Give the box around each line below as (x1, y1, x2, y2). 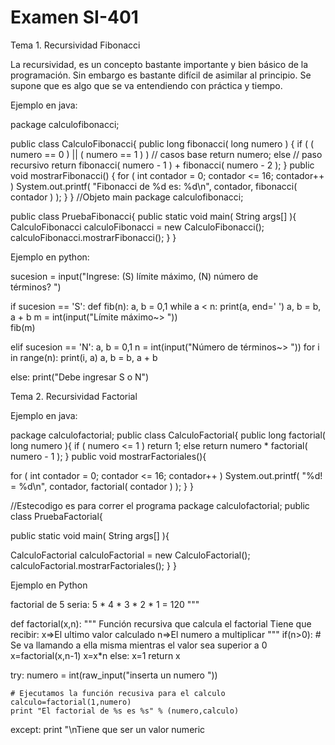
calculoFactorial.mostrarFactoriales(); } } (10, 559, 177, 571)
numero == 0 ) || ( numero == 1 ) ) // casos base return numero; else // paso (10, 148, 323, 160)
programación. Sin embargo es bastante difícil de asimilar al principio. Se (10, 69, 312, 81)
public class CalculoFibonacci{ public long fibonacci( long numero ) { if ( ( (10, 137, 315, 150)
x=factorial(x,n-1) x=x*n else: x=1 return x (10, 649, 181, 661)
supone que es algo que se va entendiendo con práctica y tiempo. (10, 79, 283, 91)
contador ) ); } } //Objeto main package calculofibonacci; (10, 191, 244, 203)
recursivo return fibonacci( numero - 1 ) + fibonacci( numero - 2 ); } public (10, 159, 315, 171)
